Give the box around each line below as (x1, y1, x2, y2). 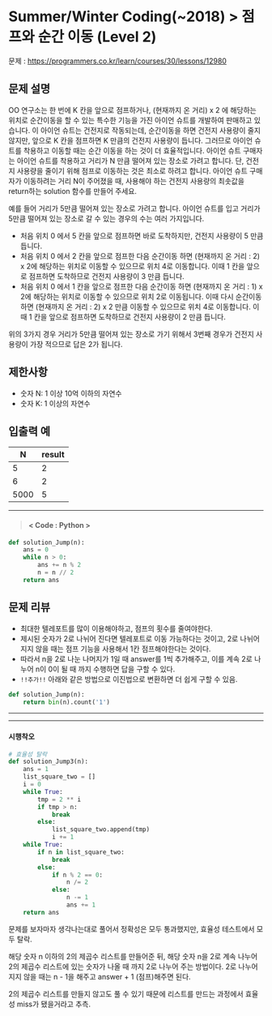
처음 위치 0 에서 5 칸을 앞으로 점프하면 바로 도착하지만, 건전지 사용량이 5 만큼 (19, 230, 264, 240)
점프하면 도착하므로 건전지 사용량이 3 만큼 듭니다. (28, 271, 185, 281)
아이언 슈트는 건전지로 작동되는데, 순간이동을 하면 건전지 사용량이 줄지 (40, 125, 261, 135)
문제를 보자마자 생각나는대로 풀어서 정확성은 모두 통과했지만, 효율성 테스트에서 (8, 924, 255, 933)
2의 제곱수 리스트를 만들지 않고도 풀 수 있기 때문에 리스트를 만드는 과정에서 (8, 988, 244, 998)
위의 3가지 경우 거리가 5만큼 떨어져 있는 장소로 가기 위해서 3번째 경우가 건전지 (8, 329, 255, 339)
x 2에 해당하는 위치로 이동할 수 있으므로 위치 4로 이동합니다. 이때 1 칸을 (19, 261, 245, 271)
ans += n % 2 (37, 561, 82, 569)
